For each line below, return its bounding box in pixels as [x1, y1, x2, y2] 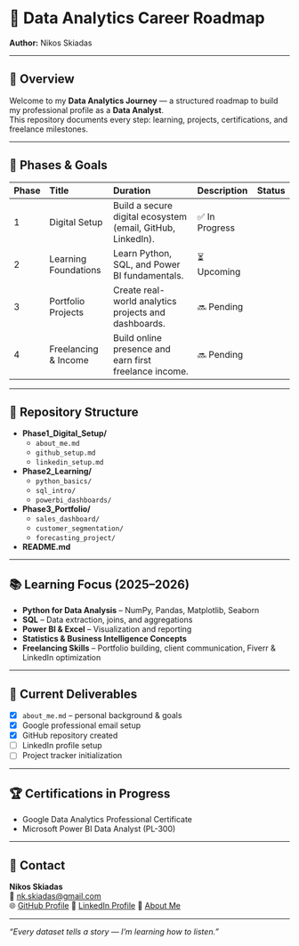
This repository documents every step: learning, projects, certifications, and [9, 114, 288, 125]
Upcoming [197, 266, 241, 279]
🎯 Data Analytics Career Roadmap [9, 8, 265, 28]
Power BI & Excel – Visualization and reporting [21, 624, 192, 635]
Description [197, 184, 248, 197]
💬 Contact [9, 858, 66, 873]
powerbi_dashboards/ [35, 496, 112, 505]
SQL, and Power [112, 258, 181, 271]
